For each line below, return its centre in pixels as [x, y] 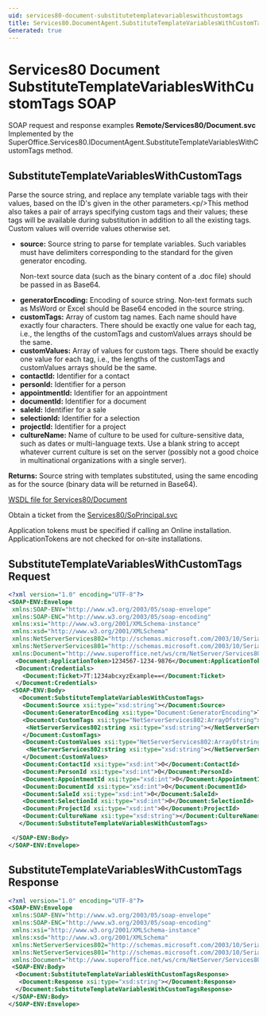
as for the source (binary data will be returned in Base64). [103, 485]
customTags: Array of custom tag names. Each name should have [128, 317]
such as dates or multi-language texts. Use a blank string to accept [130, 444]
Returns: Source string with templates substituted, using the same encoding [133, 476]
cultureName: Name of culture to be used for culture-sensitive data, [132, 435]
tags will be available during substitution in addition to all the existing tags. [130, 220]
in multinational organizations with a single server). [103, 461]
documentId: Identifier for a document [83, 401]
